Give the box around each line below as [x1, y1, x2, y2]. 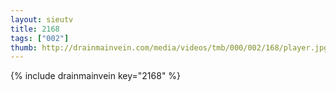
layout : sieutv [10, 14, 74, 25]
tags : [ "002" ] [10, 33, 70, 43]
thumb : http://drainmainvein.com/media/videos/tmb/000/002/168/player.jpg [10, 42, 329, 53]
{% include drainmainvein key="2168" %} [10, 70, 182, 82]
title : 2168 [10, 24, 60, 34]
